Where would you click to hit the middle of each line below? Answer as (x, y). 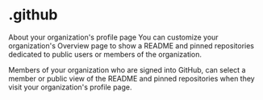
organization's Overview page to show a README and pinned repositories (131, 45)
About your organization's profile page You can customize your (114, 37)
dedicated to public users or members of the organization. (105, 54)
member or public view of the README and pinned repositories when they (132, 78)
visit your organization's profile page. (70, 87)
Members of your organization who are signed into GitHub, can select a (127, 69)
